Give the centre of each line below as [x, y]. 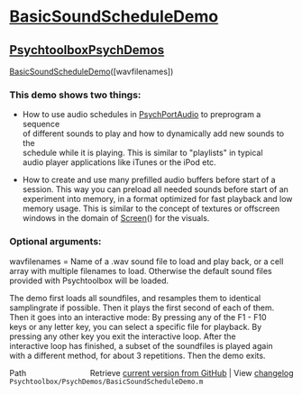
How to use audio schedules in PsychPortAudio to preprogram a [142, 115]
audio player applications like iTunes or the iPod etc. [119, 162]
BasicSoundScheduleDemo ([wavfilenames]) [92, 71]
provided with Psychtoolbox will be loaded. [89, 280]
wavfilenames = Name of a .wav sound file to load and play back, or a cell [146, 261]
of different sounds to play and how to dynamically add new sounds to [153, 133]
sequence [41, 124]
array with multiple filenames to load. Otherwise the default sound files [141, 271]
